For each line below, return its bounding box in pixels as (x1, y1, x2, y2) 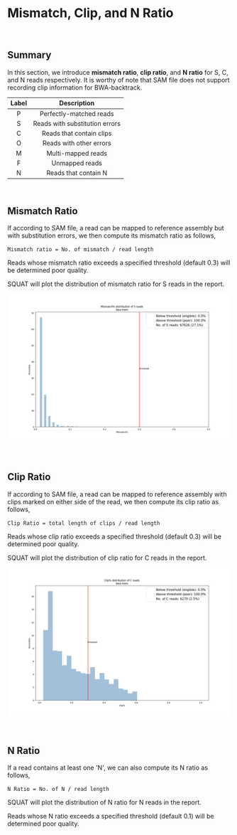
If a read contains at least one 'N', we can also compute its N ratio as (7, 763, 208, 772)
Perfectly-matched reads (39, 109, 114, 118)
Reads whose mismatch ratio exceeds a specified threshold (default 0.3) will (7, 258, 231, 267)
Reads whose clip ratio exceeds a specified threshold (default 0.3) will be (7, 532, 222, 541)
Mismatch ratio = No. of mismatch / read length (7, 246, 154, 253)
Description (59, 99, 94, 107)
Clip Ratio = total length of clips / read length (7, 519, 160, 527)
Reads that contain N (45, 169, 108, 177)
